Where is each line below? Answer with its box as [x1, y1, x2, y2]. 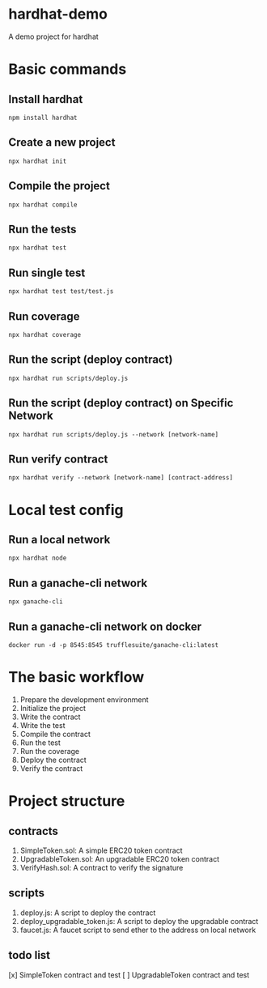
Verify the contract [19, 764, 83, 773]
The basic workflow [8, 668, 144, 687]
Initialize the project [19, 704, 87, 713]
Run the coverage [19, 747, 80, 756]
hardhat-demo [8, 5, 108, 23]
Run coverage [8, 309, 80, 323]
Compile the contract [19, 730, 91, 739]
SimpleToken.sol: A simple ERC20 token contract [19, 845, 183, 855]
